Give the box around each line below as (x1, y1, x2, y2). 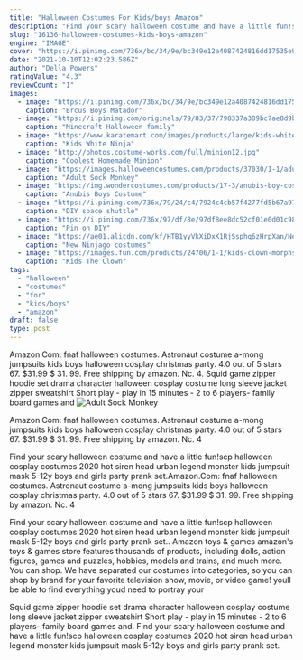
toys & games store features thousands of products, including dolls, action (9, 546, 286, 556)
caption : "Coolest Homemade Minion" (25, 156, 164, 165)
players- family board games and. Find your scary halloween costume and (9, 621, 286, 631)
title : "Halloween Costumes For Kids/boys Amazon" (9, 13, 204, 23)
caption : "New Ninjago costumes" (25, 240, 151, 250)
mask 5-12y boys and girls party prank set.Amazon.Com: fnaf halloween (9, 471, 278, 481)
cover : (9, 47, 34, 56)
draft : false (9, 316, 59, 325)
